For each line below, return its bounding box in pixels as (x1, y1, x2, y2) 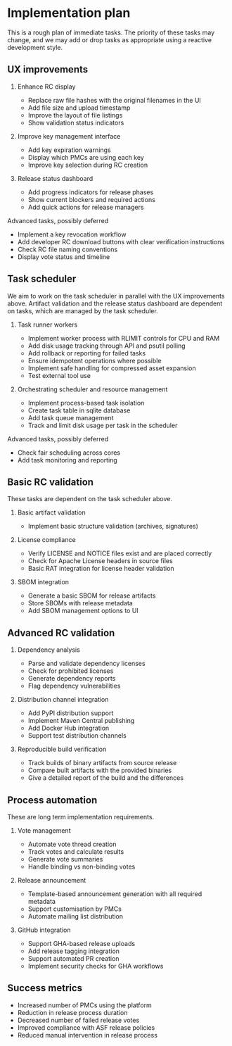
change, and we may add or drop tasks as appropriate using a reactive (7, 35, 212, 44)
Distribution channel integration (17, 695, 109, 704)
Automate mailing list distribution (27, 912, 124, 920)
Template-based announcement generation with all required (27, 890, 202, 898)
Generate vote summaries (27, 855, 103, 863)
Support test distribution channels (27, 731, 127, 740)
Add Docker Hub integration (27, 724, 110, 733)
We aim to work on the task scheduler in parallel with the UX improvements (7, 291, 225, 300)
